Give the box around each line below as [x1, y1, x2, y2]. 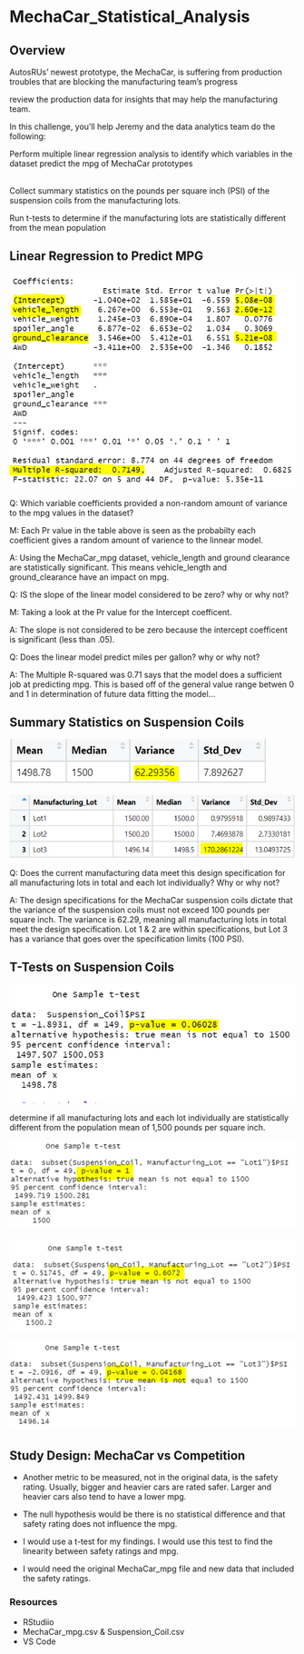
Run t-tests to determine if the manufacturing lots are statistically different [9, 213, 287, 224]
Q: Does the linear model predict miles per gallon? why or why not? [9, 652, 260, 663]
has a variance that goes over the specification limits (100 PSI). [9, 933, 245, 944]
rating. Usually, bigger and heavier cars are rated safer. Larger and [22, 1481, 272, 1492]
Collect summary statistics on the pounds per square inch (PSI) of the [9, 185, 270, 196]
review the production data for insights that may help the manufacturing [9, 94, 279, 105]
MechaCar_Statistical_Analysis [9, 6, 250, 27]
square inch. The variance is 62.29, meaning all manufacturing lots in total [9, 913, 287, 924]
